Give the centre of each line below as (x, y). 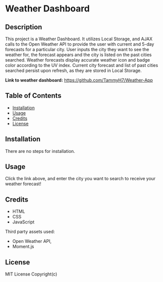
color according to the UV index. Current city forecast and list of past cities (82, 65)
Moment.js (23, 247)
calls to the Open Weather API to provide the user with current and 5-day (80, 44)
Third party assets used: (30, 232)
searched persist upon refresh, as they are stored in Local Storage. (74, 70)
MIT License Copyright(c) (31, 274)
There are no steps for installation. (40, 151)
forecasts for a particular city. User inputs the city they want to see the (77, 49)
